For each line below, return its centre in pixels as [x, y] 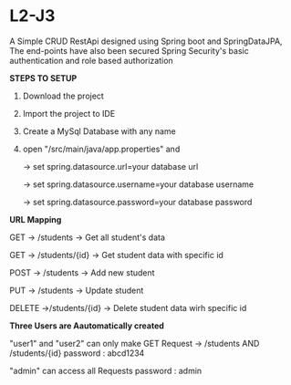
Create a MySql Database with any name [99, 131]
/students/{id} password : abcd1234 [77, 353]
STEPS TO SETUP [43, 78]
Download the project [63, 96]
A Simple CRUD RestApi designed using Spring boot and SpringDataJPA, [146, 41]
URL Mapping [36, 219]
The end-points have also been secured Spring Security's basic [129, 50]
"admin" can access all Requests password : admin [106, 370]
